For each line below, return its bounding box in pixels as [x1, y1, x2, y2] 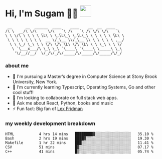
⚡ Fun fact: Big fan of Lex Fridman [12, 105, 83, 112]
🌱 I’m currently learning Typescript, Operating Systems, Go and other [12, 84, 155, 90]
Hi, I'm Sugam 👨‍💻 [5, 8, 78, 19]
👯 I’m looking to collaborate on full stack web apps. [12, 95, 118, 101]
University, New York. [12, 79, 58, 85]
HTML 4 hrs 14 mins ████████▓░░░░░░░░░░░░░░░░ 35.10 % [5, 131, 154, 136]
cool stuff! [12, 89, 34, 95]
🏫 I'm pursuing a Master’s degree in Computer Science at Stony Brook [12, 73, 157, 79]
